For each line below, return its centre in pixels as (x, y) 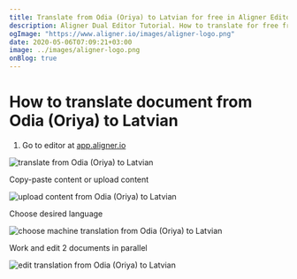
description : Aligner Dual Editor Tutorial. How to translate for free (144, 26)
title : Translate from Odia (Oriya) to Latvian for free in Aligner (138, 17)
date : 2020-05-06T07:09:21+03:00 (71, 42)
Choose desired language (56, 214)
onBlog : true (33, 58)
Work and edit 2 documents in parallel (78, 247)
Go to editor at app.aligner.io (74, 145)
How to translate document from (131, 102)
